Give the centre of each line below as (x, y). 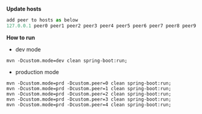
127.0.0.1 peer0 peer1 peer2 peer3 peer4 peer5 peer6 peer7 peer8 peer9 (101, 26)
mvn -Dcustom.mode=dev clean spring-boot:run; (67, 61)
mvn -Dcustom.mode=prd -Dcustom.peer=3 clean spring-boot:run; (89, 99)
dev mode (28, 49)
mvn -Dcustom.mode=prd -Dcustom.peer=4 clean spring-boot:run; (89, 104)
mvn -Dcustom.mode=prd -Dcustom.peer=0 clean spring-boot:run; (89, 83)
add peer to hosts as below (42, 20)
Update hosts (24, 9)
